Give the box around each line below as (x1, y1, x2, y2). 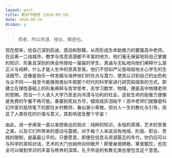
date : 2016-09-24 (5, 17, 42, 22)
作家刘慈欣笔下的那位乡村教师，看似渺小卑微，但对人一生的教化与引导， (9, 104, 162, 111)
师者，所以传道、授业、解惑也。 (17, 36, 85, 42)
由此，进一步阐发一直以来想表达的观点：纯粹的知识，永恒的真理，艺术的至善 (5, 122, 167, 128)
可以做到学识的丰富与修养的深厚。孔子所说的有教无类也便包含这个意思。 (9, 147, 162, 153)
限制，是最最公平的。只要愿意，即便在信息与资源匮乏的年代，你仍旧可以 (14, 135, 167, 141)
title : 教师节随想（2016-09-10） (5, 12, 71, 17)
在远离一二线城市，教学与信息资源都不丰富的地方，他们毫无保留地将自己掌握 (5, 54, 167, 60)
